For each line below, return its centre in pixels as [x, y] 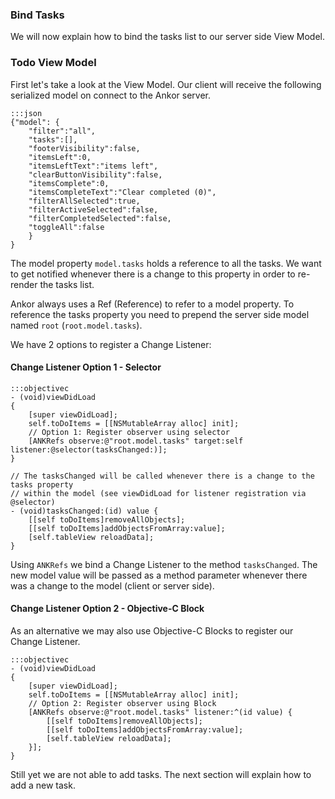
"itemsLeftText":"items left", [93, 166]
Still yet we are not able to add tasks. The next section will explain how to [161, 774]
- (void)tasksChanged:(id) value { [84, 511]
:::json [26, 113]
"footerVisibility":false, [84, 148]
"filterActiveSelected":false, [93, 209]
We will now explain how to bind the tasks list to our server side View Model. [168, 37]
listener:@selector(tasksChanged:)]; [89, 449]
